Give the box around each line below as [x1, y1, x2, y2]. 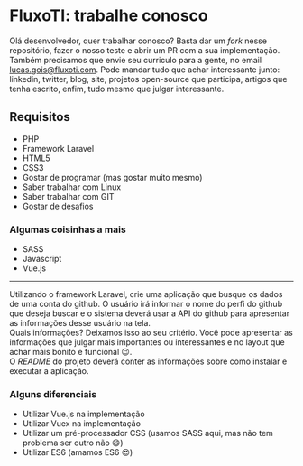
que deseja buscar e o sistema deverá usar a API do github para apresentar [9, 308, 290, 319]
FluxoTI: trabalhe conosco [9, 5, 209, 26]
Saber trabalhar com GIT [22, 191, 115, 201]
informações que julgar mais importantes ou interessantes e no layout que [9, 337, 286, 348]
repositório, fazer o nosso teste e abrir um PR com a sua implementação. [9, 44, 280, 55]
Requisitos [9, 109, 70, 125]
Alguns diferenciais [9, 387, 97, 400]
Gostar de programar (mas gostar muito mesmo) [22, 172, 203, 182]
